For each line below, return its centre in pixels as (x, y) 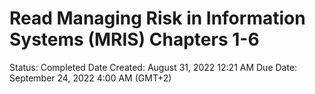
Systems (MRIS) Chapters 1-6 (134, 39)
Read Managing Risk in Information (157, 18)
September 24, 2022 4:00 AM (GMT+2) (90, 78)
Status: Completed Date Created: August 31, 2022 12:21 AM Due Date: (153, 67)
